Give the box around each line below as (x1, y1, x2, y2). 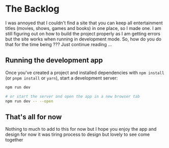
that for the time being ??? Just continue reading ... (5, 41, 112, 47)
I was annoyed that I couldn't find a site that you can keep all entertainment (5, 20, 163, 26)
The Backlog (5, 3, 60, 15)
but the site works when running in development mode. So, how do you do (5, 36, 162, 42)
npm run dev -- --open (5, 98, 53, 104)
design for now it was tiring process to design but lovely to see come (5, 131, 150, 137)
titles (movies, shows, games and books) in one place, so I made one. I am (5, 25, 161, 31)
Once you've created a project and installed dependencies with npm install (5, 69, 164, 76)
